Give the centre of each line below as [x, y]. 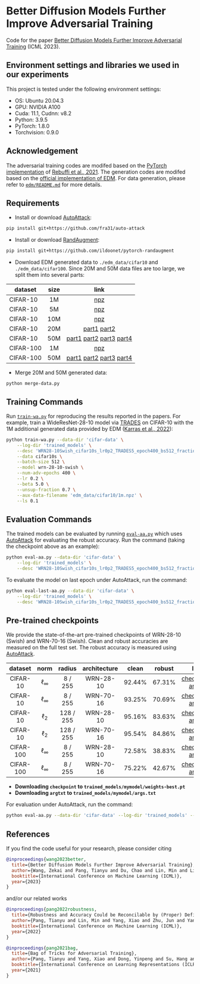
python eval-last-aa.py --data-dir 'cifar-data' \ [70, 591]
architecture [100, 668]
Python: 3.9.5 [31, 119]
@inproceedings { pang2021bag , [42, 948]
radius [67, 668]
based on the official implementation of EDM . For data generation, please [96, 178]
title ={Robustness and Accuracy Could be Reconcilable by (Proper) [97, 915]
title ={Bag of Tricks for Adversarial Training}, [74, 954]
